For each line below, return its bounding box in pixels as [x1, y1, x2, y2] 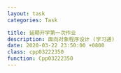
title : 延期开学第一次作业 [7, 29, 77, 36]
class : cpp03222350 [7, 49, 64, 56]
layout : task [7, 10, 45, 17]
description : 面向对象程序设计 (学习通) [7, 35, 115, 42]
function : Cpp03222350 [7, 55, 73, 63]
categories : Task [7, 17, 58, 24]
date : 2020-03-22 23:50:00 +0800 [7, 42, 105, 49]
